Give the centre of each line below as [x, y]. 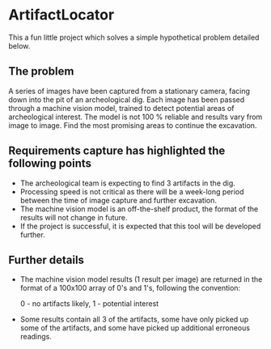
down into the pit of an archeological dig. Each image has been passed [127, 100]
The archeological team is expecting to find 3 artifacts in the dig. [128, 183]
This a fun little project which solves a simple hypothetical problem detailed [134, 37]
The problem [41, 72]
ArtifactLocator [61, 15]
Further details [47, 260]
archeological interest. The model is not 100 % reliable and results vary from [135, 117]
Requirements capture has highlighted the [117, 151]
